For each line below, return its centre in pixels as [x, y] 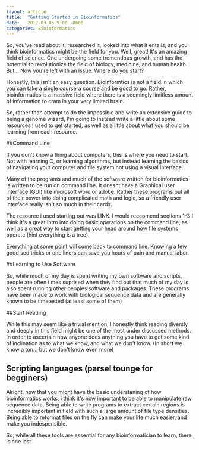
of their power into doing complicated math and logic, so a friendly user [94, 198]
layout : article [26, 12]
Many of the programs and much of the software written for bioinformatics [97, 179]
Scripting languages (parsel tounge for [80, 368]
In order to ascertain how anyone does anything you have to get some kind [98, 337]
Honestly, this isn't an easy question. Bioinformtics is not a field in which [94, 82]
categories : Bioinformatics [41, 28]
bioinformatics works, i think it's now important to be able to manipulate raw [99, 398]
